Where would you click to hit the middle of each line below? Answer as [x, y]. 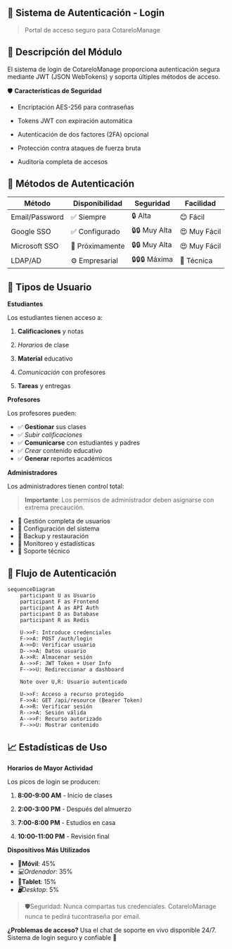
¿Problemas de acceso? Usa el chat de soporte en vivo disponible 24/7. [112, 930]
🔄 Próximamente [98, 246]
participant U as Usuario [58, 596]
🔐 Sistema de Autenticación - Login [86, 13]
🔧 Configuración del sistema [58, 528]
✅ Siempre [89, 217]
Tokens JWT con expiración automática [75, 120]
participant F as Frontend [59, 602]
